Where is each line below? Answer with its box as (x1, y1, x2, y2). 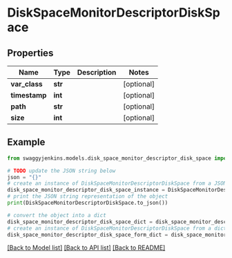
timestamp (10, 91, 47, 100)
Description (77, 68, 117, 77)
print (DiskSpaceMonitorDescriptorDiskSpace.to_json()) (7, 199, 168, 207)
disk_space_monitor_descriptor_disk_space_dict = (7, 218, 153, 225)
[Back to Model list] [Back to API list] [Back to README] (7, 243, 166, 252)
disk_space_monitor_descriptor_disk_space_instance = (7, 187, 166, 194)
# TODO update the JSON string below (7, 167, 116, 174)
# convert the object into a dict (7, 212, 107, 219)
